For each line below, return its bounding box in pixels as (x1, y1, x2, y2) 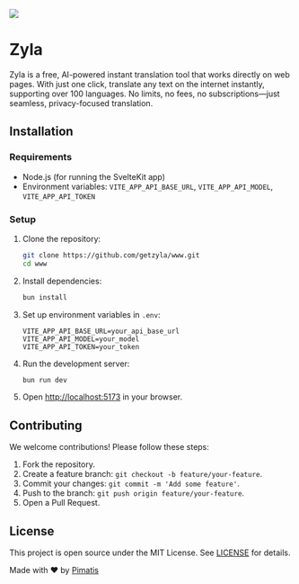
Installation (9, 124, 74, 139)
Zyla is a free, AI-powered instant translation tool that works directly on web (9, 68, 290, 80)
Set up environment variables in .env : (22, 309, 161, 319)
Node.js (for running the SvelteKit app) (22, 171, 166, 182)
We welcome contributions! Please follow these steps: (9, 442, 209, 453)
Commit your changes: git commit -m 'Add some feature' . (22, 478, 240, 490)
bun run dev (22, 375, 67, 384)
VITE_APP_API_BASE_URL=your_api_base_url (22, 327, 180, 336)
